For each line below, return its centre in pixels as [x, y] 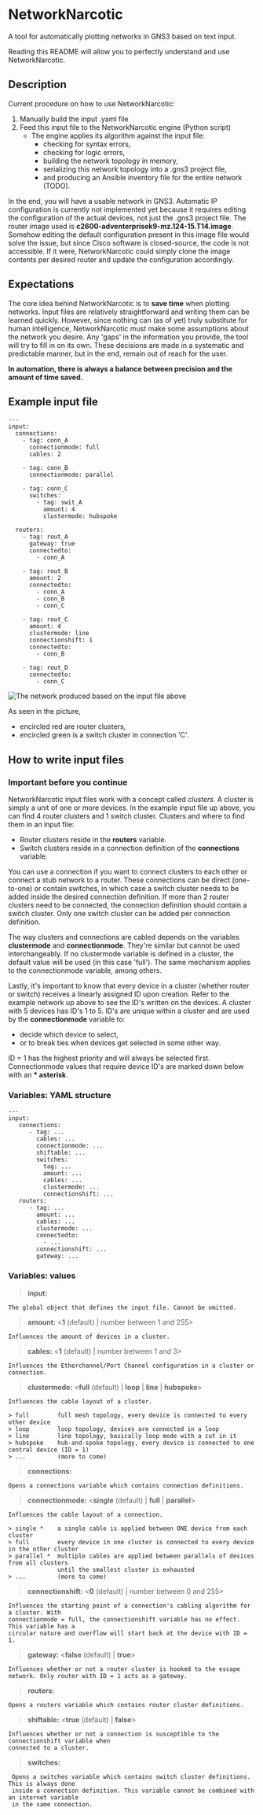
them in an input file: [41, 825]
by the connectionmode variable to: [67, 1019]
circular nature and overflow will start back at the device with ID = [128, 1633]
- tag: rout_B [45, 571]
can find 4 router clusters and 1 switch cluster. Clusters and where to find [126, 816]
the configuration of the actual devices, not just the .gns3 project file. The [127, 217]
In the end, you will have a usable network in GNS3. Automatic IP [113, 201]
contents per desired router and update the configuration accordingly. [121, 259]
